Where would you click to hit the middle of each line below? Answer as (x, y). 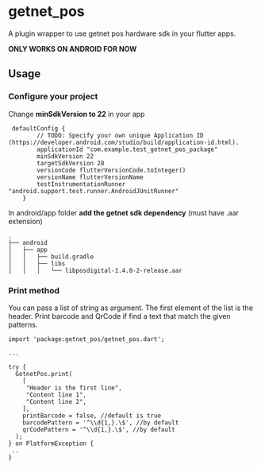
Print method (34, 290)
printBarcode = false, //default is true (92, 416)
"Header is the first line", (74, 388)
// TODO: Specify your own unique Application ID (120, 135)
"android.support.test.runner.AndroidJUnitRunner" (94, 191)
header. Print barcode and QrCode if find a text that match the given (120, 316)
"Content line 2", (56, 401)
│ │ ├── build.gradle (51, 257)
